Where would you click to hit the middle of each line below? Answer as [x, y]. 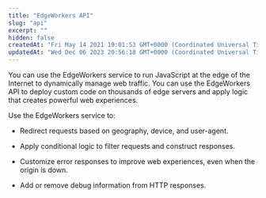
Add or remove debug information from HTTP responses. [113, 185]
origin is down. [44, 170]
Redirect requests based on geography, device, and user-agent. [124, 131]
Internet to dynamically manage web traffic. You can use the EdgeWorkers [129, 83]
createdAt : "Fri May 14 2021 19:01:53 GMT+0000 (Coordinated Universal [129, 45]
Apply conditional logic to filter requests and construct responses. [127, 146]
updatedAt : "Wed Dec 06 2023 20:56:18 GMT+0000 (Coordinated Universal [129, 52]
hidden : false [32, 38]
